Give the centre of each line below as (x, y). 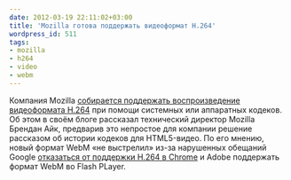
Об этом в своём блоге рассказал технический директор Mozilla (132, 119)
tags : (19, 42)
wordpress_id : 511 (43, 34)
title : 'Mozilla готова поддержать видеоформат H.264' (113, 26)
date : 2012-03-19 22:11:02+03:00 (71, 17)
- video (24, 67)
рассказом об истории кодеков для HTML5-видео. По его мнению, (137, 137)
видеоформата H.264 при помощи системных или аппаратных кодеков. (145, 110)
